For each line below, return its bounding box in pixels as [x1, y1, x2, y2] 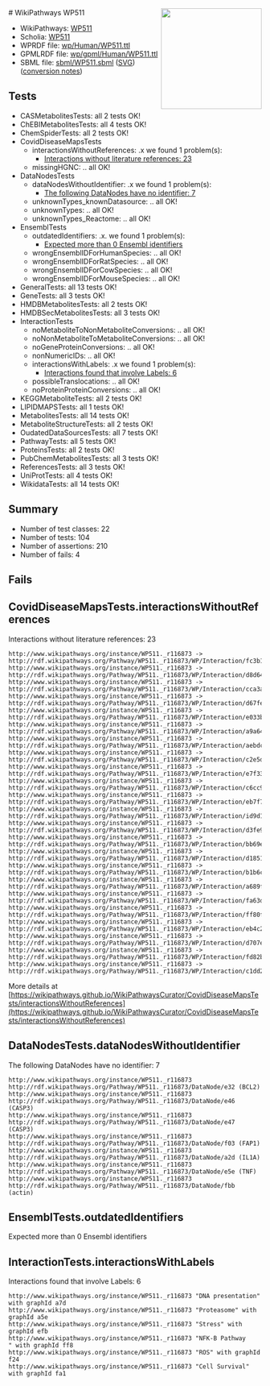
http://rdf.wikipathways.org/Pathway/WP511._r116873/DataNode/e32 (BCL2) [8, 1083, 261, 1091]
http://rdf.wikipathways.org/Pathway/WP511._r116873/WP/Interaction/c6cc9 [8, 783, 264, 792]
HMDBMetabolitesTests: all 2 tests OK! [19, 299, 148, 309]
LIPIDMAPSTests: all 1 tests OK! [19, 402, 125, 412]
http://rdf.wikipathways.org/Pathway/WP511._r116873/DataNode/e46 [8, 1097, 235, 1105]
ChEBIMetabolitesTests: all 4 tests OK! [19, 119, 147, 129]
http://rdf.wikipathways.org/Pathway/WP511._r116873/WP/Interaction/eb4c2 [8, 924, 264, 933]
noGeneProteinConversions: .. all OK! [31, 342, 155, 351]
